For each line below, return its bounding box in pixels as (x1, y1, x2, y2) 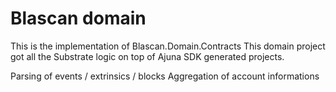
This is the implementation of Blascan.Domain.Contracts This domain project (10, 40, 326, 52)
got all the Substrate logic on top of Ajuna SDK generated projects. (10, 50, 285, 62)
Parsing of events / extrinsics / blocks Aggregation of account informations (10, 70, 320, 82)
